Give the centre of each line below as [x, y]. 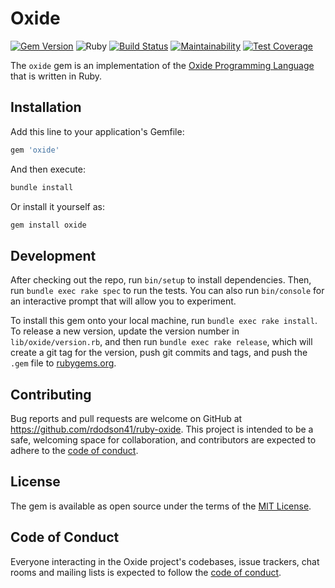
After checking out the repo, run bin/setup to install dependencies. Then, [161, 280]
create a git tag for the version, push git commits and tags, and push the [159, 353]
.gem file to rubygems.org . [63, 363]
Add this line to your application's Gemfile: [97, 131]
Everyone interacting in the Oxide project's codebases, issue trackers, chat [165, 561]
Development [53, 255]
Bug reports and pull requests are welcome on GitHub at [126, 418]
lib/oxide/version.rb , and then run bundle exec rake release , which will [161, 342]
